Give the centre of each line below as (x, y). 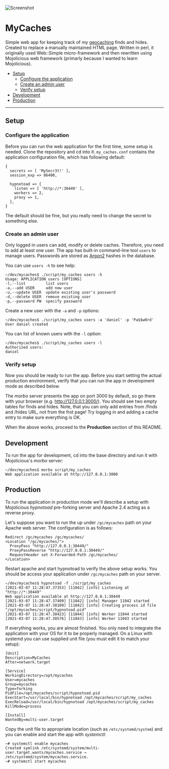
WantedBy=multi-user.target (35, 719)
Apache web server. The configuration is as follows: (59, 527)
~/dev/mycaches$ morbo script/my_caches (48, 470)
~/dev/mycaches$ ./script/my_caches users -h (54, 275)
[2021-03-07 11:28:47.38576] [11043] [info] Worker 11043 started (76, 618)
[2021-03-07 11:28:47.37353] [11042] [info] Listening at (67, 588)
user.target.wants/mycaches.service (44, 752)
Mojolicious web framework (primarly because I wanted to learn (71, 58)
